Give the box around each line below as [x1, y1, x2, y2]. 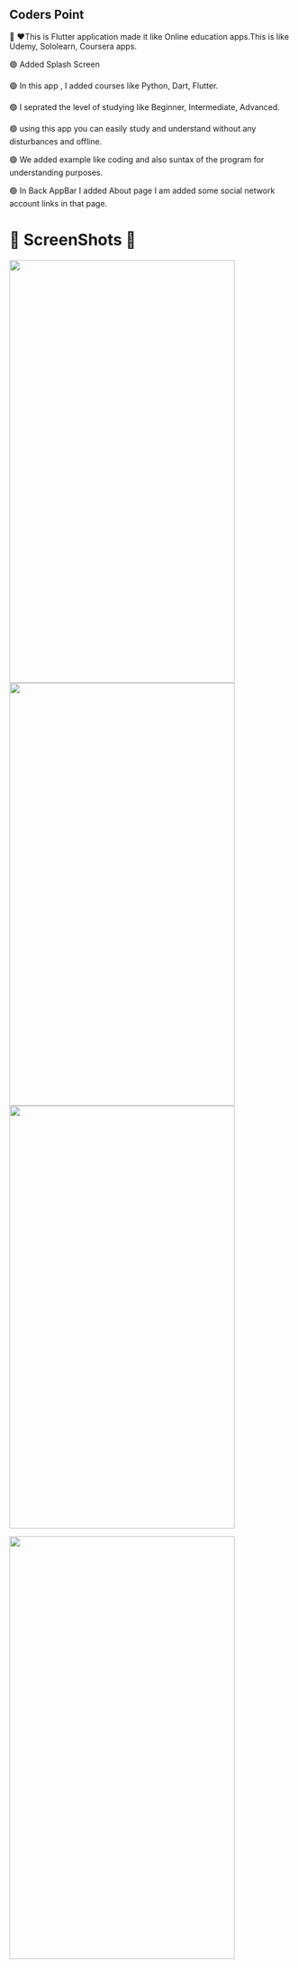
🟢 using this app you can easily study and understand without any [9, 123, 257, 133]
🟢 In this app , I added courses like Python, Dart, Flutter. [9, 80, 219, 91]
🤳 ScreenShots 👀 [9, 230, 137, 250]
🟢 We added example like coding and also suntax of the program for [9, 153, 265, 165]
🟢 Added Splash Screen [9, 59, 101, 69]
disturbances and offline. [9, 135, 103, 147]
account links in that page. [9, 198, 108, 208]
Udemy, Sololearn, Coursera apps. [9, 41, 138, 51]
